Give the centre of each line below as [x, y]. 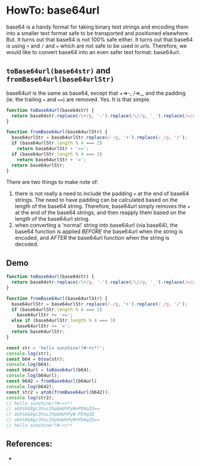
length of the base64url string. [52, 219]
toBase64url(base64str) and [58, 71]
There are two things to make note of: [52, 182]
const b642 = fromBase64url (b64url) [51, 381]
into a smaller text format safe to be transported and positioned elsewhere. [98, 33]
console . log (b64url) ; [33, 376]
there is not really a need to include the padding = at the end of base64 [102, 193]
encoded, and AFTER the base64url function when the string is [92, 238]
